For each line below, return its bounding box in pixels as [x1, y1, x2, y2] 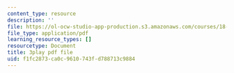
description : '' [7, 17, 54, 24]
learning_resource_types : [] [7, 36, 92, 43]
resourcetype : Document [7, 42, 77, 49]
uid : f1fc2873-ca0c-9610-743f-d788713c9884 [7, 56, 136, 63]
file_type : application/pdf [7, 29, 89, 37]
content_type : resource [7, 10, 77, 17]
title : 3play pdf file [7, 49, 73, 56]
